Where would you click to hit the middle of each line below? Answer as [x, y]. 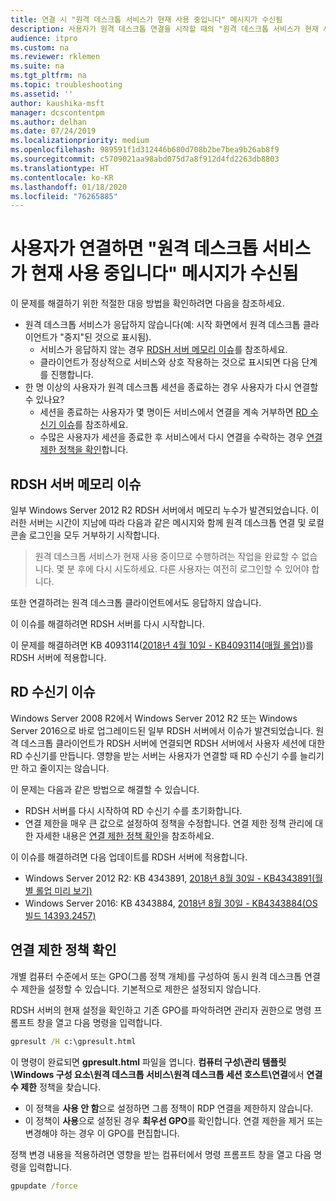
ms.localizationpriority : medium [80, 141]
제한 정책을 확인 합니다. [84, 450]
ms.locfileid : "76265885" [64, 196]
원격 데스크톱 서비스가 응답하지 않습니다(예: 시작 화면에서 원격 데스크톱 [162, 325]
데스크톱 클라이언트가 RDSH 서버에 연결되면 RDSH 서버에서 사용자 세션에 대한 [172, 743]
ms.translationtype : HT [60, 168]
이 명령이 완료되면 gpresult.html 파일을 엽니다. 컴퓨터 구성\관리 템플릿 [148, 1062]
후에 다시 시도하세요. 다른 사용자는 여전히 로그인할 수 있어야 [193, 569]
